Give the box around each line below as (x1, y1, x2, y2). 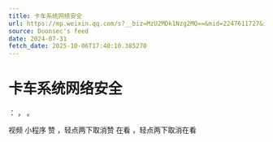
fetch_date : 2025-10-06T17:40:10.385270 (8, 42, 148, 50)
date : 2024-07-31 (8, 34, 67, 43)
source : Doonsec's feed (8, 27, 89, 35)
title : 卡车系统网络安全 (8, 11, 83, 20)
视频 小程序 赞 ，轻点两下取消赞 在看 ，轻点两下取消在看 (8, 125, 197, 135)
